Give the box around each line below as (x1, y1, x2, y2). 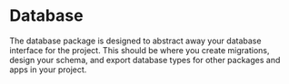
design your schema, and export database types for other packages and (9, 54, 281, 65)
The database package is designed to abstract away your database (9, 35, 262, 46)
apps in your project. (9, 64, 87, 75)
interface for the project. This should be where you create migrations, (9, 44, 270, 55)
